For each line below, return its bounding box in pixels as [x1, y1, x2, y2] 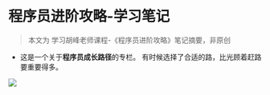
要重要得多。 [19, 61, 63, 72]
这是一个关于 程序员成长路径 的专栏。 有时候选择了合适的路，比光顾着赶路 [19, 52, 262, 61]
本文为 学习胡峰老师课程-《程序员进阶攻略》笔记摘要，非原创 [27, 35, 231, 45]
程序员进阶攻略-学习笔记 [8, 7, 170, 26]
